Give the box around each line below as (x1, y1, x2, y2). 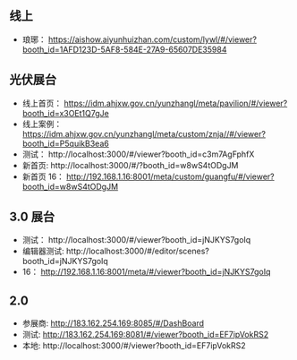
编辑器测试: (21, 245, 64, 257)
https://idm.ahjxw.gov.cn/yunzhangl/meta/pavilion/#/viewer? (64, 98, 288, 108)
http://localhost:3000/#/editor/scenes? (65, 245, 210, 257)
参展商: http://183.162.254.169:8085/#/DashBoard (21, 318, 204, 329)
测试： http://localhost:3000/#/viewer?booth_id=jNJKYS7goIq (21, 235, 251, 245)
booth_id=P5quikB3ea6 (21, 138, 109, 149)
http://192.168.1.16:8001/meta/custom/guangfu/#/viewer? (66, 171, 275, 182)
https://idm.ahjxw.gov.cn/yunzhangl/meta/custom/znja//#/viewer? (21, 128, 267, 139)
